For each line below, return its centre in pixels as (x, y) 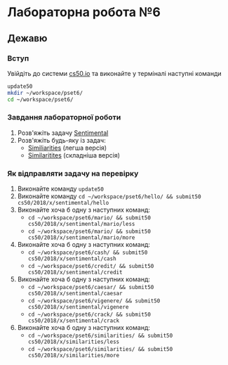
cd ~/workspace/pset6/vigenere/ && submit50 (94, 301)
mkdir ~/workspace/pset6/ (45, 93)
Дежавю (27, 38)
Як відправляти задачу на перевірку (73, 173)
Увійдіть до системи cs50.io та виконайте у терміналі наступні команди (115, 73)
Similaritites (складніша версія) (74, 155)
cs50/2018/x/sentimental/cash (72, 259)
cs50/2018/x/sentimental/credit (75, 273)
